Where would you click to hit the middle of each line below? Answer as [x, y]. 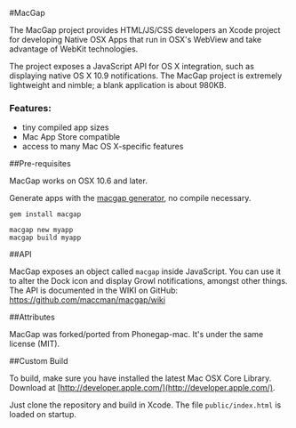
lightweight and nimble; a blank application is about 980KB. [118, 85]
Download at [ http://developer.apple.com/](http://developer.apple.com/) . [142, 388]
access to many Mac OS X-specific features [103, 147]
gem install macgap [45, 214]
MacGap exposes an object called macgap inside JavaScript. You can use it [145, 271]
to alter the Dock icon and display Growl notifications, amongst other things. [148, 281]
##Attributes [32, 317]
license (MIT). [35, 344]
